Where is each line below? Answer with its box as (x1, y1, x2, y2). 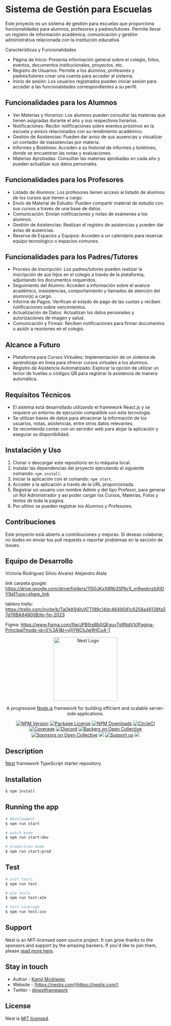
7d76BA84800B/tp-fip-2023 (5, 612, 65, 618)
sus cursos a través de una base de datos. (12, 205, 102, 211)
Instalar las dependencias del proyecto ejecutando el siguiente (12, 465, 144, 471)
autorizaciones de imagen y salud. (12, 315, 85, 321)
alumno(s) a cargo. (12, 293, 52, 299)
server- (149, 705, 165, 711)
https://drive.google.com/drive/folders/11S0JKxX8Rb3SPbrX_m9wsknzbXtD (5, 586, 164, 592)
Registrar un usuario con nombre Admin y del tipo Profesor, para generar (12, 486, 166, 493)
